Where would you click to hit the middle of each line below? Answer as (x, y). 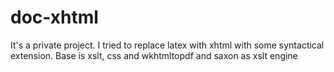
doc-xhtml (54, 17)
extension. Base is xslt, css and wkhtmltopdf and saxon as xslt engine (154, 55)
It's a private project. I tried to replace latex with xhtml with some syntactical (167, 45)
